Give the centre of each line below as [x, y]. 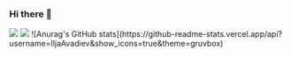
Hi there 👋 [31, 14]
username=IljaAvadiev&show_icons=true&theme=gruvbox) [116, 44]
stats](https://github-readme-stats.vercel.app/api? [191, 34]
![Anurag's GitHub [64, 34]
